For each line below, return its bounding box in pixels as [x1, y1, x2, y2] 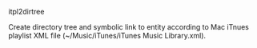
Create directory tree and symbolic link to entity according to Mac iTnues [8, 22, 250, 31]
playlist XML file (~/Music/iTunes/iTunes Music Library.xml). [8, 31, 207, 40]
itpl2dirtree [8, 7, 45, 16]
